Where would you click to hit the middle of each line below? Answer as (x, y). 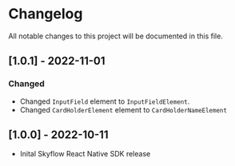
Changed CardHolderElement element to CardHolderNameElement (123, 109)
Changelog (46, 14)
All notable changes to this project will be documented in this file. (116, 36)
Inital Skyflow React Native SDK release (85, 154)
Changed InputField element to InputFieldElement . (105, 101)
